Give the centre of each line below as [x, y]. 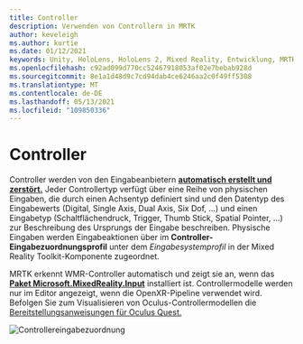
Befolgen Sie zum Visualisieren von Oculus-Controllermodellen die [133, 302]
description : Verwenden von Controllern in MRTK [102, 26]
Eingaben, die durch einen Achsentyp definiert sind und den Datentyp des [147, 199]
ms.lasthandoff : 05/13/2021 [62, 102]
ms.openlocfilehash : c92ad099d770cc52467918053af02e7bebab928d [131, 69]
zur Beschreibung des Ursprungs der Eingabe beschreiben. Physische [140, 228]
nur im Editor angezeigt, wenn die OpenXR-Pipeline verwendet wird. [136, 293]
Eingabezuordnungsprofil [59, 247]
